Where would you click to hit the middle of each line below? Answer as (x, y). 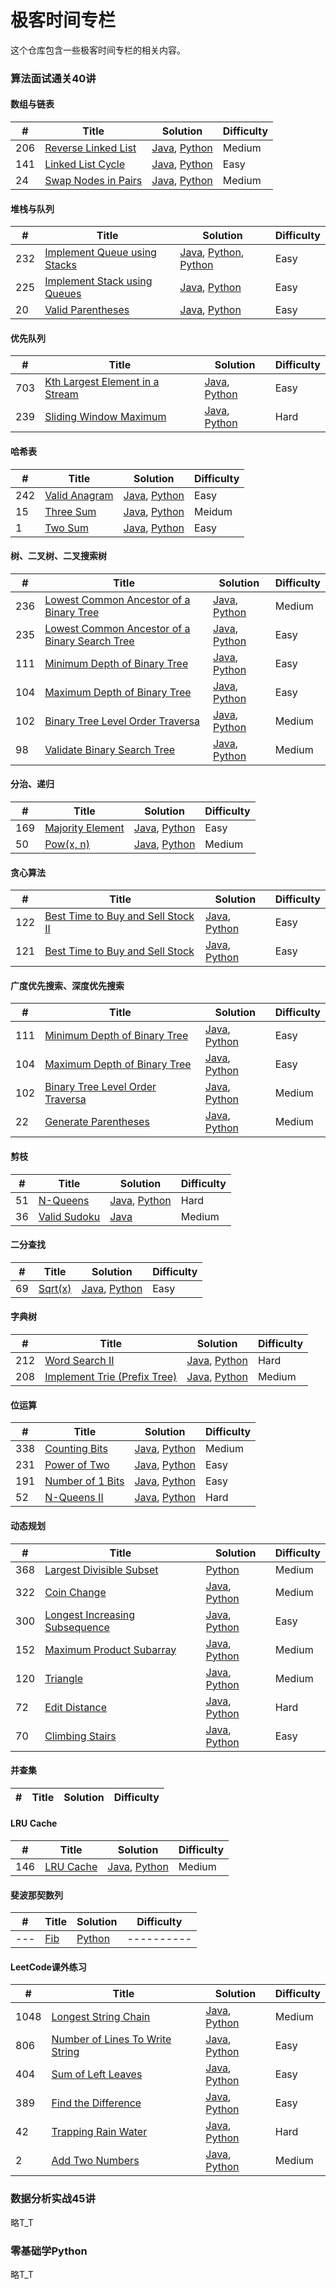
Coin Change (75, 1592)
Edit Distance (76, 1707)
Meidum (213, 511)
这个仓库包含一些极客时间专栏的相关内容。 (98, 50)
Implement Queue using (100, 253)
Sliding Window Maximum (105, 417)
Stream (61, 394)
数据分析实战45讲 (53, 2199)
